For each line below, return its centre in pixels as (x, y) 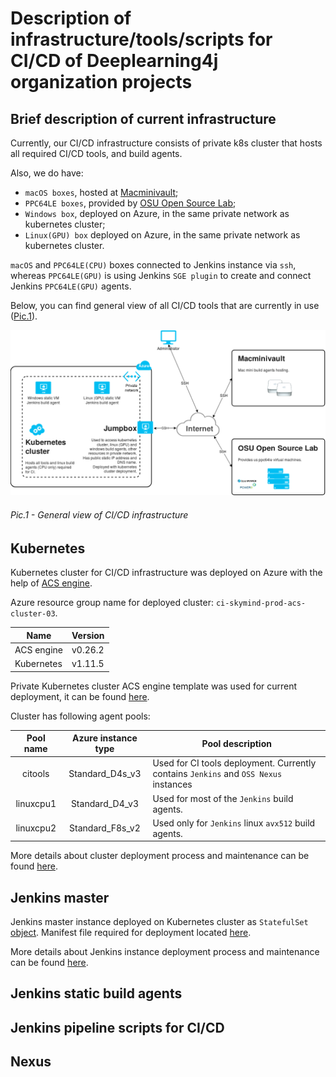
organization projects (101, 82)
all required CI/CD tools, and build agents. (96, 153)
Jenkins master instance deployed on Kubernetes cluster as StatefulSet (159, 922)
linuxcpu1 (36, 803)
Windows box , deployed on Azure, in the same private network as (157, 213)
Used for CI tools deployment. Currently (234, 763)
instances (172, 784)
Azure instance (105, 738)
